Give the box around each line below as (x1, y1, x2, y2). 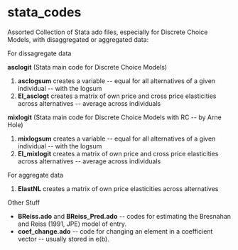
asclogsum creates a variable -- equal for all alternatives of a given (17, 76, 215, 85)
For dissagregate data (7, 49, 72, 58)
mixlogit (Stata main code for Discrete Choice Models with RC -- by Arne (7, 113, 222, 121)
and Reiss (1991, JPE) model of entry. (17, 219, 126, 228)
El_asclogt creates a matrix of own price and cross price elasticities (17, 92, 217, 100)
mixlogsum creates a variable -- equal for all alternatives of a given (17, 134, 216, 143)
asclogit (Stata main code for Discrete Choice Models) (7, 62, 168, 71)
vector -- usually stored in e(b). (17, 234, 110, 243)
